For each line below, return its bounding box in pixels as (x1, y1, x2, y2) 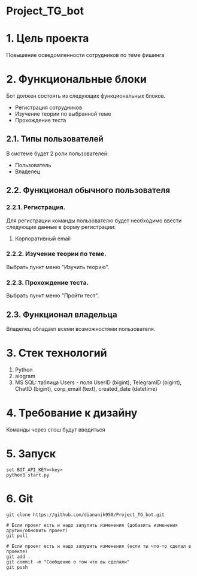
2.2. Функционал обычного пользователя (6, 185, 171, 195)
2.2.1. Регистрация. (6, 203, 66, 212)
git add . (6, 553, 31, 560)
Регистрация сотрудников (14, 104, 83, 111)
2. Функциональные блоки (6, 73, 147, 86)
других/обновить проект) (6, 527, 68, 533)
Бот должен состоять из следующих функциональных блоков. (6, 92, 166, 99)
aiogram (14, 372, 36, 379)
